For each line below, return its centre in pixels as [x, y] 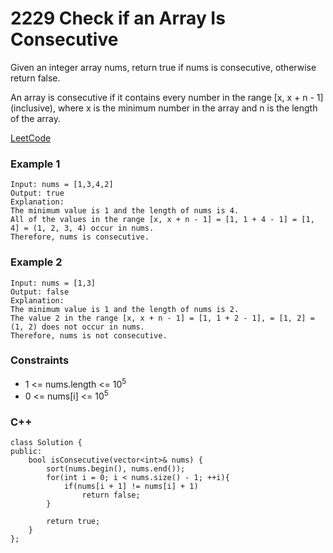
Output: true [37, 193]
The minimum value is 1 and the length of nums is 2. [125, 309]
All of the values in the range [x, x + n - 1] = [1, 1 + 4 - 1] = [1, [162, 220]
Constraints [40, 360]
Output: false [40, 292]
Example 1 [35, 164]
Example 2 [36, 262]
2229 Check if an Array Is [118, 18]
